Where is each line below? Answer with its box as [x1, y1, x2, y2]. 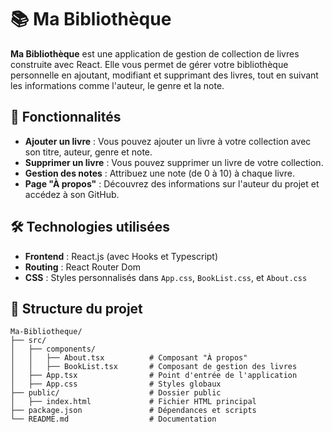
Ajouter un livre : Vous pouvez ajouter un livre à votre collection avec [24, 135, 312, 147]
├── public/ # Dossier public [10, 388, 222, 398]
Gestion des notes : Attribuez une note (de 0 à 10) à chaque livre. [24, 167, 295, 179]
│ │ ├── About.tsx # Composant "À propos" [10, 353, 248, 363]
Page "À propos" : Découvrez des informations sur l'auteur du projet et [24, 177, 320, 190]
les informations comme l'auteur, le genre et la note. [10, 79, 225, 91]
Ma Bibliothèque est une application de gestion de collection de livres [10, 47, 300, 60]
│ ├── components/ [10, 344, 97, 355]
